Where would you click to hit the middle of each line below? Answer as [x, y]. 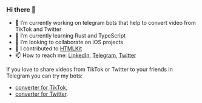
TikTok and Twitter [38, 29]
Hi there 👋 [21, 10]
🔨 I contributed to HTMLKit [49, 48]
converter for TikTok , [41, 88]
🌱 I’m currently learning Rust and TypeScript [70, 36]
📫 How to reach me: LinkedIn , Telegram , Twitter [76, 55]
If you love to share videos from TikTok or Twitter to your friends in [89, 70]
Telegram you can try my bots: [45, 76]
